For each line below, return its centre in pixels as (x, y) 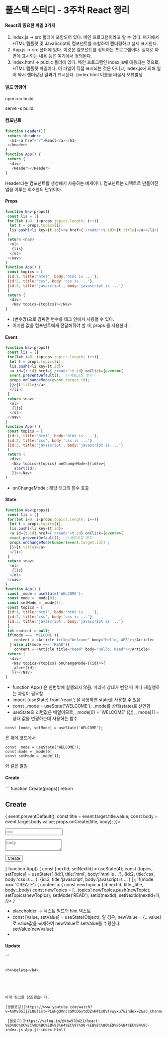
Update (13, 946)
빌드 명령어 (16, 87)
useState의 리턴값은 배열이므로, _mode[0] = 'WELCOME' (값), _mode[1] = (85, 712)
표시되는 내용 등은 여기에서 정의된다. (57, 56)
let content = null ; (29, 631)
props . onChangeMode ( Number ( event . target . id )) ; (60, 542)
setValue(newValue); (33, 929)
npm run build (19, 98)
